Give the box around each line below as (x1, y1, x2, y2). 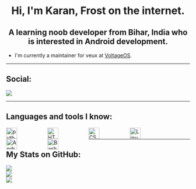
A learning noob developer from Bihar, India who (8, 27, 188, 37)
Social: (6, 74, 32, 84)
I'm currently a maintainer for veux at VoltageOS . (14, 52, 132, 59)
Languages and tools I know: (6, 112, 113, 122)
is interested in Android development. (28, 36, 168, 46)
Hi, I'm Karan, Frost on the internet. (11, 4, 185, 17)
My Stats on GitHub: (6, 150, 81, 160)
